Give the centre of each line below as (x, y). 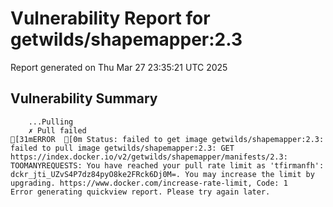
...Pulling (51, 122)
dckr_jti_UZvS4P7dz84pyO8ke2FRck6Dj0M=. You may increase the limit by (162, 174)
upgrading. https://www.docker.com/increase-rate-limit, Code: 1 (149, 183)
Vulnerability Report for (110, 18)
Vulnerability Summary (84, 98)
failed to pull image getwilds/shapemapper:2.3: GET (122, 148)
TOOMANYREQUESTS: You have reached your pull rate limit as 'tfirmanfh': (167, 165)
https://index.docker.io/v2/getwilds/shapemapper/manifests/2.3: (149, 157)
